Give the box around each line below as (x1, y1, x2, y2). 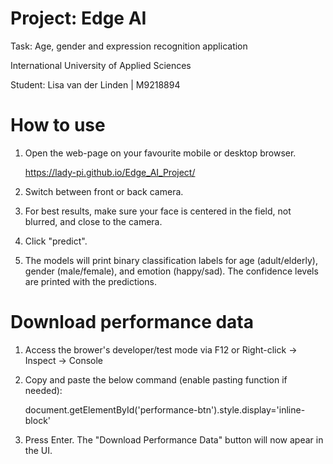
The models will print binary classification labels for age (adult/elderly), (24, 254, 318, 266)
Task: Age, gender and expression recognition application (10, 40, 248, 52)
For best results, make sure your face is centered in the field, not (24, 205, 292, 217)
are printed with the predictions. (24, 275, 157, 287)
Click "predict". (24, 235, 88, 247)
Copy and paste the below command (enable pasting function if (24, 373, 288, 386)
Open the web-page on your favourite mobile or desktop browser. (24, 147, 297, 159)
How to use (10, 114, 106, 137)
